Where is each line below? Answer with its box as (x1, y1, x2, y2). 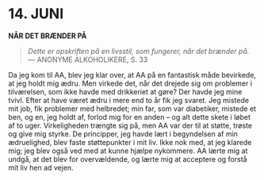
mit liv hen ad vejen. (8, 163, 74, 172)
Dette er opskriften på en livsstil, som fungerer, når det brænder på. (27, 46, 250, 56)
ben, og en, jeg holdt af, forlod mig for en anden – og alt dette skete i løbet (8, 112, 251, 121)
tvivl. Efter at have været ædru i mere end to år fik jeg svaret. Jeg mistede (8, 95, 250, 105)
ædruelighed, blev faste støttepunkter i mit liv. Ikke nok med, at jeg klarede (8, 137, 252, 147)
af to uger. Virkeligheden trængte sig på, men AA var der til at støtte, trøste (8, 121, 252, 130)
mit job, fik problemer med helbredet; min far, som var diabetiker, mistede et (8, 104, 256, 113)
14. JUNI (8, 5, 64, 23)
